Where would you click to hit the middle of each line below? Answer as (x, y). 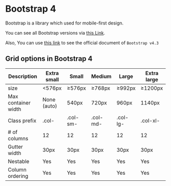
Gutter (16, 147)
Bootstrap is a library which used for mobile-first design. (64, 23)
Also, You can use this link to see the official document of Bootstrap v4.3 (82, 43)
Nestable (19, 161)
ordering (18, 176)
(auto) (50, 106)
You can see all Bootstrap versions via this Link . (55, 33)
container (19, 102)
